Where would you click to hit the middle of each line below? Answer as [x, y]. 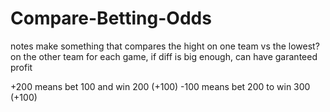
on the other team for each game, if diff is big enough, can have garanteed [164, 56]
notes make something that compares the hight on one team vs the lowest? [165, 46]
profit [21, 67]
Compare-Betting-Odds [111, 18]
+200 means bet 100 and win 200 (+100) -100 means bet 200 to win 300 [160, 86]
